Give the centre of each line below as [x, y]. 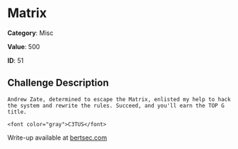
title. [17, 112]
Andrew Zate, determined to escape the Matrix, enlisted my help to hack [119, 99]
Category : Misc [31, 33]
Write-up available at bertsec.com [57, 138]
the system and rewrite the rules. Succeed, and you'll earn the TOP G [116, 106]
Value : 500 [24, 46]
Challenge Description [58, 83]
